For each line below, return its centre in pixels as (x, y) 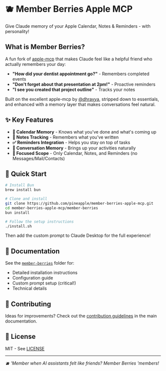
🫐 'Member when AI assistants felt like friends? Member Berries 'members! (82, 363)
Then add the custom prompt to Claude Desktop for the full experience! (78, 235)
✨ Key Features (29, 120)
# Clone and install (26, 199)
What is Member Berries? (45, 47)
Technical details (29, 288)
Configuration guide (33, 278)
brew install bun (23, 190)
